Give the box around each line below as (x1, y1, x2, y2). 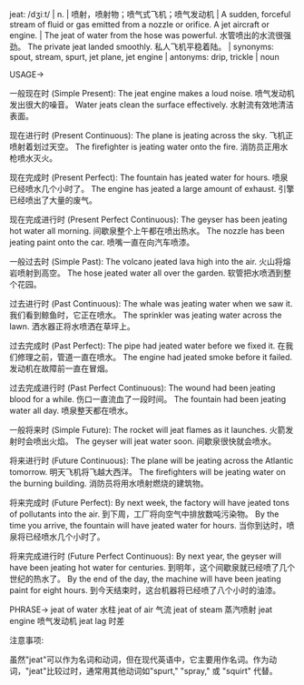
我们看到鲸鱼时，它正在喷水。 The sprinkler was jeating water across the (9, 309, 282, 320)
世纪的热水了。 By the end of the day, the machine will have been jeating (9, 573, 281, 584)
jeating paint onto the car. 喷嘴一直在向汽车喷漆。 (9, 237, 195, 247)
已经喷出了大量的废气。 (9, 195, 97, 206)
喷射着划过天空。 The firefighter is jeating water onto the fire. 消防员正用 (9, 141, 280, 152)
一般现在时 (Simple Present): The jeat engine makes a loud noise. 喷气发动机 (9, 88, 295, 98)
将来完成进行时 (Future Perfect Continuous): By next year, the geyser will (9, 550, 281, 561)
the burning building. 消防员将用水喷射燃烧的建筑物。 (9, 478, 209, 489)
